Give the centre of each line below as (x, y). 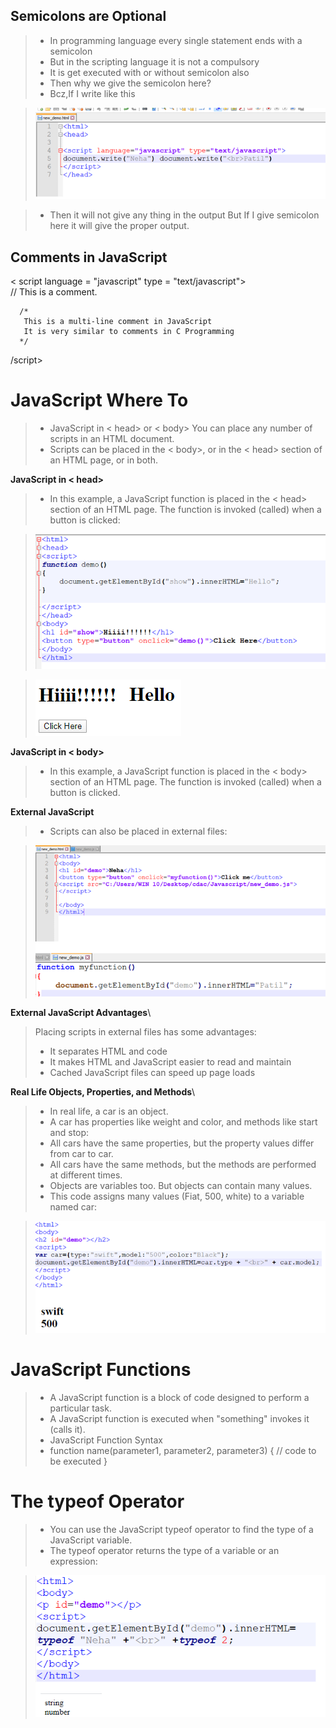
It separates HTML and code (108, 1051)
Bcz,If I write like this (92, 93)
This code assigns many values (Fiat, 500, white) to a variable (177, 1196)
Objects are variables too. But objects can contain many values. (181, 1185)
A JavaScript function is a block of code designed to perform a (179, 1398)
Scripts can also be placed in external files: (138, 831)
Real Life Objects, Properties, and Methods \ (103, 1091)
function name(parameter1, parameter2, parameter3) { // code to (183, 1451)
